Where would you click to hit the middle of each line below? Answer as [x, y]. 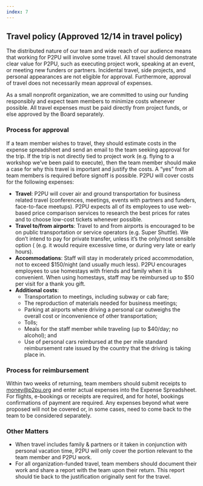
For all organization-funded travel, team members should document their [106, 464]
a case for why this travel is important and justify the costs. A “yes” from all [100, 169]
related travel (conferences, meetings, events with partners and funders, [106, 200]
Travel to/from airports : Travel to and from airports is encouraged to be [105, 225]
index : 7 [17, 12]
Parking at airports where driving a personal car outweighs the [102, 309]
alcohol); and [41, 335]
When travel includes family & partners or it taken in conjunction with [101, 444]
